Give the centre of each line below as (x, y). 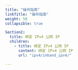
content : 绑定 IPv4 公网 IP (45, 51)
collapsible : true (24, 23)
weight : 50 (16, 19)
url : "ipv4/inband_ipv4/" (45, 55)
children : (19, 42)
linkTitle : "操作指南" (27, 14)
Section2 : (15, 33)
